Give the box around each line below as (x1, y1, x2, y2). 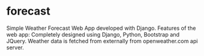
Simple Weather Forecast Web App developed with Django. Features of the (6, 24, 197, 32)
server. (6, 44, 25, 51)
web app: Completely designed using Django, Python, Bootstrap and (6, 30, 180, 38)
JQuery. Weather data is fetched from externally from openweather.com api (6, 37, 198, 44)
